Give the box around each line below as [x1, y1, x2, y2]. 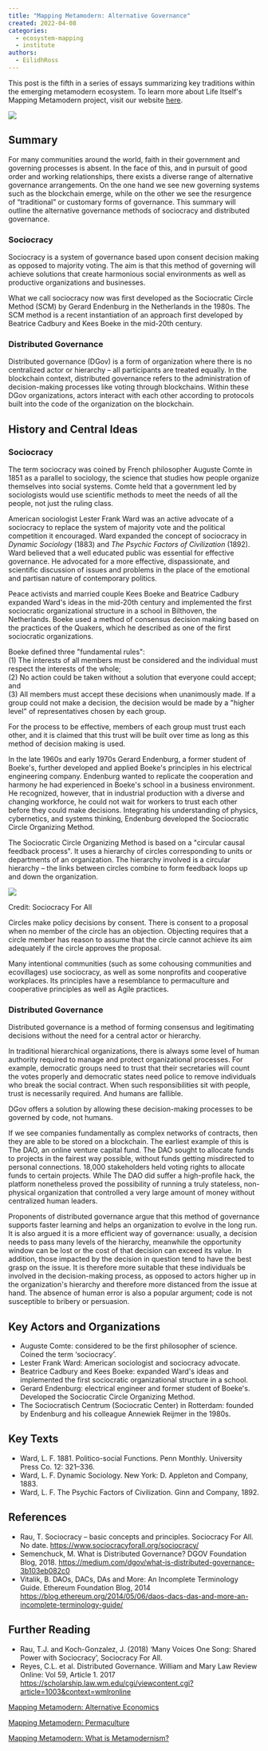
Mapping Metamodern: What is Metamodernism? [8, 1733, 170, 1743]
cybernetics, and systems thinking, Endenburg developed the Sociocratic [8, 813, 250, 824]
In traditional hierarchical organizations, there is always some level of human [8, 1047, 260, 1056]
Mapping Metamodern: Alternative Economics [8, 1702, 160, 1712]
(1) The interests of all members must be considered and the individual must [8, 655, 258, 664]
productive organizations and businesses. [8, 277, 146, 287]
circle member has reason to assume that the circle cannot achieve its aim [8, 935, 253, 944]
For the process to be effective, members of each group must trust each [8, 721, 246, 732]
